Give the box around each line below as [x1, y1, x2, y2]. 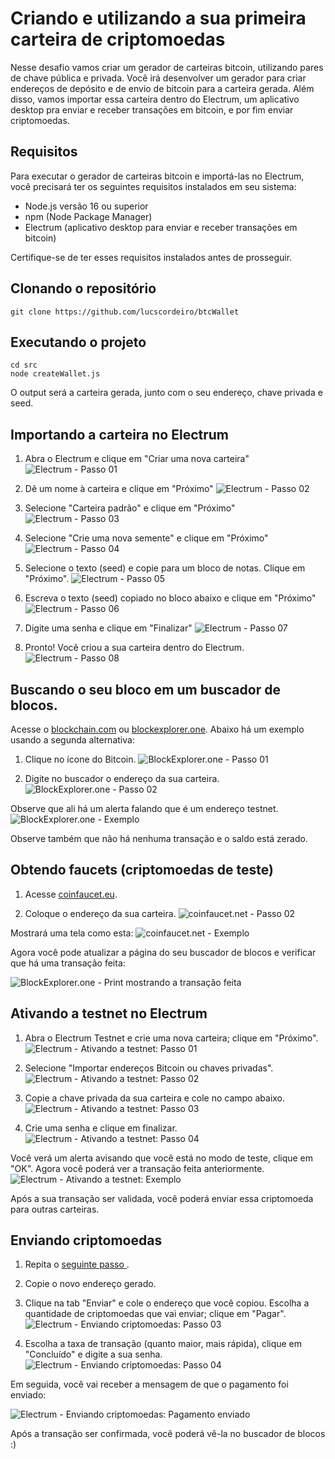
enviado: [10, 1389, 47, 1401]
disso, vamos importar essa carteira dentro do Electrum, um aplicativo [10, 93, 300, 105]
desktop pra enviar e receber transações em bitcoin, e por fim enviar [10, 103, 294, 116]
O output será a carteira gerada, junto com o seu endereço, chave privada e [10, 387, 323, 399]
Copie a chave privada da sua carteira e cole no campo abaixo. [24, 1092, 286, 1104]
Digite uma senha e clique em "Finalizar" [24, 622, 193, 634]
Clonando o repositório [10, 280, 157, 297]
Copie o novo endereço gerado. [24, 1278, 157, 1290]
